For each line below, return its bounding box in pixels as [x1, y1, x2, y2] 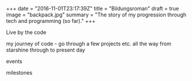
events [6, 58, 22, 65]
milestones [6, 69, 33, 76]
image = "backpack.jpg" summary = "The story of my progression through [6, 11, 187, 18]
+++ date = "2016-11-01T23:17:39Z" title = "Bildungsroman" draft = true [6, 5, 179, 12]
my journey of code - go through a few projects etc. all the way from [6, 41, 171, 47]
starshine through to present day [6, 46, 85, 53]
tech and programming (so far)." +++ [6, 18, 96, 24]
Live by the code [6, 29, 47, 36]
